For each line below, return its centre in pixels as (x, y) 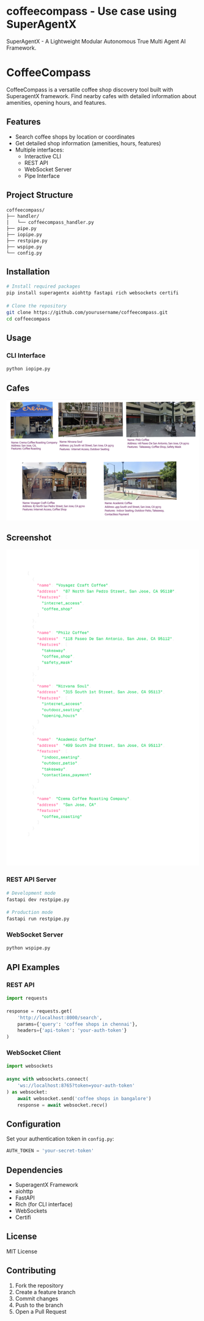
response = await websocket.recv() (63, 1105)
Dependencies (35, 1170)
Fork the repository (39, 1285)
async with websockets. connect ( (47, 1079)
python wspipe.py (28, 948)
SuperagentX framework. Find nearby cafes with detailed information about (101, 96)
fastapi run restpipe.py (38, 919)
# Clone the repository (37, 306)
